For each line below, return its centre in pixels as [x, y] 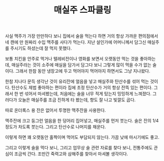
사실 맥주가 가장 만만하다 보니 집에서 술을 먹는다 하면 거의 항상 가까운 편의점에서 [82, 36]
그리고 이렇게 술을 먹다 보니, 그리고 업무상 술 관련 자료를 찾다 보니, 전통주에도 [79, 148]
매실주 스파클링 [82, 10]
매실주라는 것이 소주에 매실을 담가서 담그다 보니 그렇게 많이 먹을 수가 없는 [82, 65]
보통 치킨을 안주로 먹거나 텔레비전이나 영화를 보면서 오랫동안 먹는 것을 [72, 59]
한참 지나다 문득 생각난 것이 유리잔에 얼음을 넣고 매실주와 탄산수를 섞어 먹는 [77, 81]
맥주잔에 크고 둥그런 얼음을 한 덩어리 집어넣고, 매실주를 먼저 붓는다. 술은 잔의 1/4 [82, 121]
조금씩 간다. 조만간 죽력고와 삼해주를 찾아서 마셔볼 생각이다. [71, 154]
